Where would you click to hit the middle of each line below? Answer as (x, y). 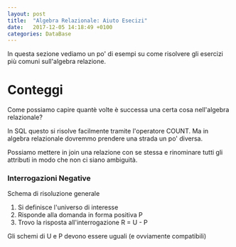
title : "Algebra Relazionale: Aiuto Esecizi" (77, 21)
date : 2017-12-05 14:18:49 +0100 (60, 27)
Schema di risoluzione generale (54, 194)
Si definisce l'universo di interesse (68, 207)
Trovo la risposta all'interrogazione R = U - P (82, 223)
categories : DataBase (39, 34)
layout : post (27, 14)
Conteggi (35, 90)
